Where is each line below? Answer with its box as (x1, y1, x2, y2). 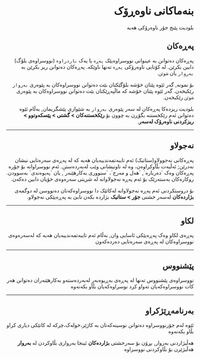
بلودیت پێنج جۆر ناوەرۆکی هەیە (127, 24, 194, 31)
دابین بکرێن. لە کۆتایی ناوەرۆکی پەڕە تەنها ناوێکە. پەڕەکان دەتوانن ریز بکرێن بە (20, 63, 194, 70)
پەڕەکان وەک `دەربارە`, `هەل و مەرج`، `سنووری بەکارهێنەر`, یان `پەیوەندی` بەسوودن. (6, 169, 194, 176)
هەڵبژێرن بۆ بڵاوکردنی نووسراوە (124, 346, 194, 352)
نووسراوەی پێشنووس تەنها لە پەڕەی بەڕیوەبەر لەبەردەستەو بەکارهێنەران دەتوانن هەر (7, 276, 194, 284)
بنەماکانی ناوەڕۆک (114, 4, 194, 18)
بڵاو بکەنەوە (168, 328, 194, 335)
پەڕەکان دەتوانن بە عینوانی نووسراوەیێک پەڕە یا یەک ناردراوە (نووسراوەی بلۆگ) (14, 56, 194, 64)
